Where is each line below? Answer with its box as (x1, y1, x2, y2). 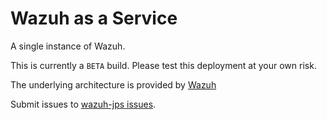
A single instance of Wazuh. (10, 40, 126, 52)
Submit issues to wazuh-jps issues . (10, 98, 157, 110)
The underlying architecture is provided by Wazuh (10, 78, 217, 91)
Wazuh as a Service (10, 7, 178, 30)
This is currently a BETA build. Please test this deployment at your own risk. (10, 59, 317, 71)
